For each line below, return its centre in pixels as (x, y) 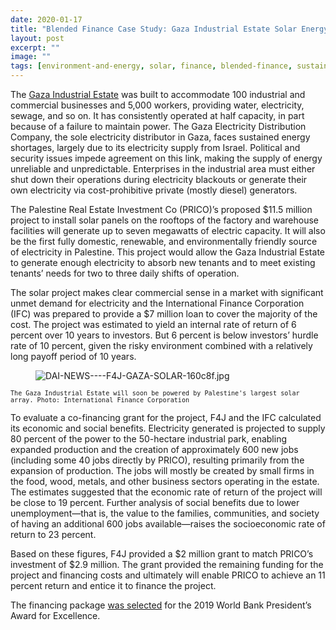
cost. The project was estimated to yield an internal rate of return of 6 (153, 324)
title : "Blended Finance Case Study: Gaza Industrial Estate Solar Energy (169, 29)
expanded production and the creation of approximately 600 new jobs (154, 449)
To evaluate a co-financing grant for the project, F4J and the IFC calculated (166, 417)
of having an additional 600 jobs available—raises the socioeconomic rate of (168, 524)
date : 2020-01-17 (46, 19)
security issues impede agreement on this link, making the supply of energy (166, 158)
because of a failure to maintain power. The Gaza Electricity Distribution (158, 126)
